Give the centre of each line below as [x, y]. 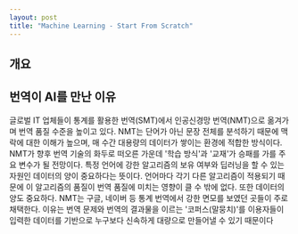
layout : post [33, 17]
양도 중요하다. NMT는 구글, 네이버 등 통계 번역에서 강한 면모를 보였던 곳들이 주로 [149, 198]
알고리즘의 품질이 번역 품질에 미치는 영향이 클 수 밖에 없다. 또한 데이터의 [160, 187]
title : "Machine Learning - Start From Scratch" [101, 26]
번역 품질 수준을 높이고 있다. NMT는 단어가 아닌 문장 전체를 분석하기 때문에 [149, 131]
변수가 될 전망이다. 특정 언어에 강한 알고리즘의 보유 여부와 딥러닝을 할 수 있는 [152, 165]
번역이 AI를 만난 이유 [63, 97]
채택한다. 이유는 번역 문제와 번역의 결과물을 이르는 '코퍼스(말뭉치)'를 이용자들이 [147, 209]
